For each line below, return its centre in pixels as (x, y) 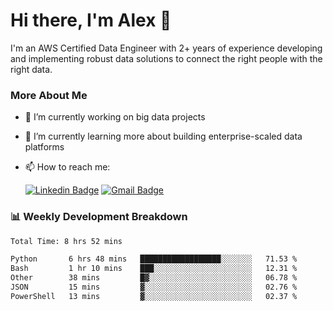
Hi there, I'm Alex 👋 (91, 20)
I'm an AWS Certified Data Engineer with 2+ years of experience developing (166, 48)
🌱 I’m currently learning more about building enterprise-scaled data (163, 136)
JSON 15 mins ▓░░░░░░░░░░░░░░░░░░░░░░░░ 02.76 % (154, 287)
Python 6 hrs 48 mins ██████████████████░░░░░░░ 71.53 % (154, 259)
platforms (44, 147)
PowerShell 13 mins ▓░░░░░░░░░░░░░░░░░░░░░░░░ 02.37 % (154, 296)
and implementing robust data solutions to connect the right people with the (166, 58)
